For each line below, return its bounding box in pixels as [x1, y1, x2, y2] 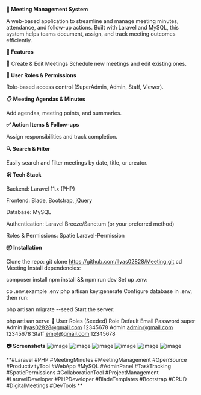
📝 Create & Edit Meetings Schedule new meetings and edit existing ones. [6, 60, 187, 67]
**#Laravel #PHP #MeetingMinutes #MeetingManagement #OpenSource [6, 356, 187, 363]
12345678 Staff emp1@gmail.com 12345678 [6, 330, 116, 337]
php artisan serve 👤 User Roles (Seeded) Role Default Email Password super [6, 317, 196, 324]
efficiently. [6, 37, 32, 43]
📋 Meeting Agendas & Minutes [6, 95, 85, 103]
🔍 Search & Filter [6, 145, 50, 152]
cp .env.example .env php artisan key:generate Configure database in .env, [6, 288, 193, 295]
